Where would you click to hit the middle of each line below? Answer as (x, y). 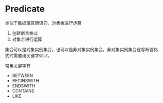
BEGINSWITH (26, 80)
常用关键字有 (18, 66)
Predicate (25, 9)
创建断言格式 (25, 33)
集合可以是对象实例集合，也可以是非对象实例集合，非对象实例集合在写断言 (79, 49)
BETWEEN (22, 75)
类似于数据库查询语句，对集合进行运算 (43, 23)
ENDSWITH (24, 86)
